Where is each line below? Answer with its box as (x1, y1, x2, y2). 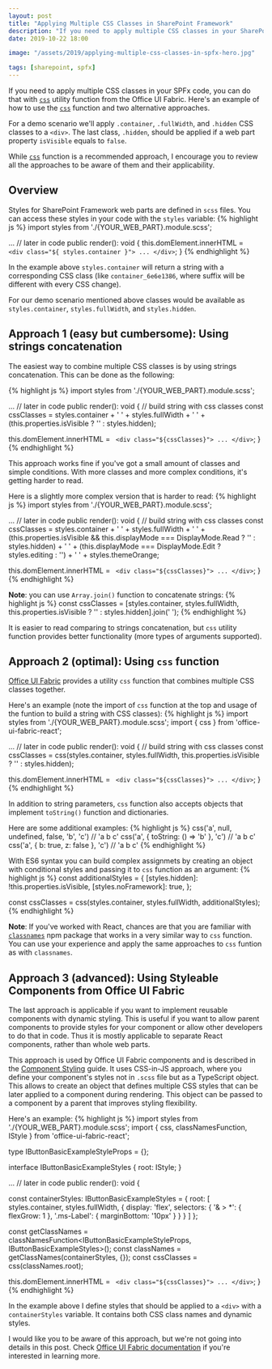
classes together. (8, 684, 66, 694)
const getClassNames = (8, 1227, 89, 1236)
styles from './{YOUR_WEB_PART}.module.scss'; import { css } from (8, 718, 235, 727)
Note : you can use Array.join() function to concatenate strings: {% (8, 590, 236, 600)
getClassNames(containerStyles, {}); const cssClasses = (8, 1252, 198, 1262)
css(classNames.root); (8, 1261, 83, 1271)
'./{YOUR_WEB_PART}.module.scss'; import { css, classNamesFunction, (8, 1122, 248, 1133)
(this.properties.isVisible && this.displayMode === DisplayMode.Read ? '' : (8, 532, 256, 542)
